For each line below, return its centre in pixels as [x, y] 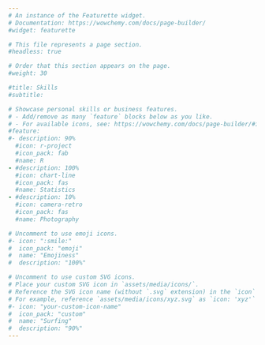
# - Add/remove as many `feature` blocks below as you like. [111, 116]
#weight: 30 [28, 73]
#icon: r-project [44, 146]
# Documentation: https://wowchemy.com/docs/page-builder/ [107, 23]
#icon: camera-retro [49, 205]
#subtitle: [26, 95]
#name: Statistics [46, 190]
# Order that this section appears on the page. [90, 66]
